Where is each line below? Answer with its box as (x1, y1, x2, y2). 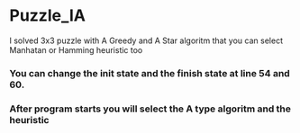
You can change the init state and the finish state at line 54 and (9, 66, 290, 79)
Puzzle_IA (9, 5, 86, 26)
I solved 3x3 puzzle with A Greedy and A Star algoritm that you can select (9, 35, 284, 46)
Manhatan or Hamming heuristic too (9, 44, 143, 55)
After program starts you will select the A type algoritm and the (9, 102, 291, 115)
